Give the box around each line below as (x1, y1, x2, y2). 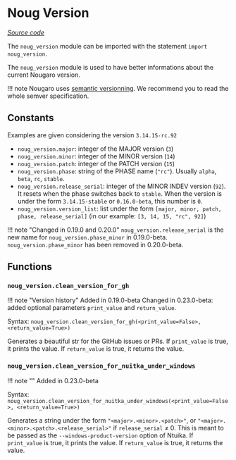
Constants (7, 112, 54, 124)
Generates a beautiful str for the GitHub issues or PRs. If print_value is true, (7, 337, 229, 346)
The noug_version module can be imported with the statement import (7, 42, 208, 50)
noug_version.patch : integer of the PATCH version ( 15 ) (17, 159, 175, 168)
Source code (7, 28, 44, 37)
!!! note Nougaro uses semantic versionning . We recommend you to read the (7, 84, 229, 92)
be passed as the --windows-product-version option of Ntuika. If (7, 431, 194, 440)
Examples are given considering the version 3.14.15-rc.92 (7, 130, 178, 139)
